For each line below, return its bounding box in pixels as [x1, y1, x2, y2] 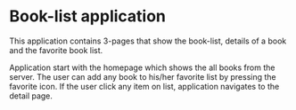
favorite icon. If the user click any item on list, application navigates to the [9, 81, 280, 91]
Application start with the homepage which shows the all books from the [9, 62, 275, 73]
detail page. [9, 90, 53, 101]
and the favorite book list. [9, 44, 103, 55]
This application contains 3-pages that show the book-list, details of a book [9, 35, 287, 46]
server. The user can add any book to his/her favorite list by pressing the [9, 71, 276, 82]
